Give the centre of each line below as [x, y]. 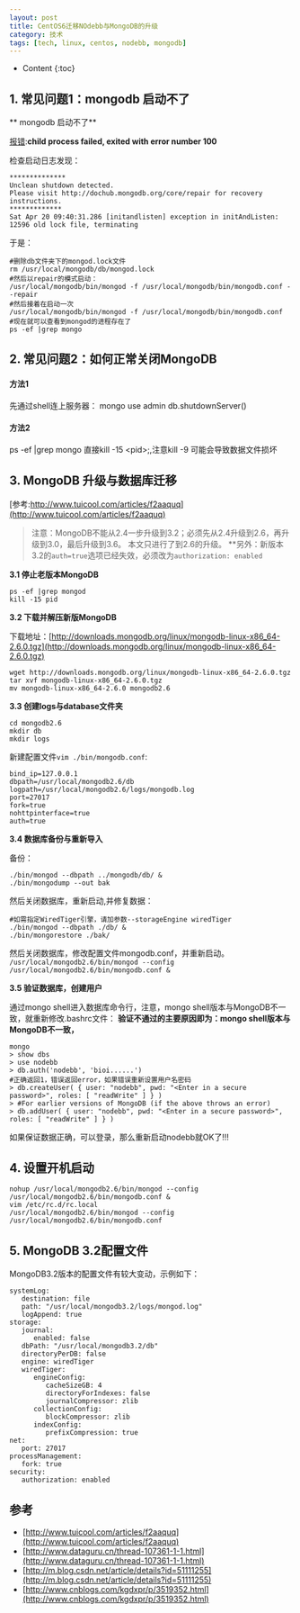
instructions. [36, 202]
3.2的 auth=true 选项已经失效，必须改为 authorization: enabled [147, 555]
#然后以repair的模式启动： [54, 279]
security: [28, 1473]
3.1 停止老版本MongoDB [54, 574]
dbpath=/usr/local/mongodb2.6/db [72, 781]
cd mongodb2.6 [36, 723]
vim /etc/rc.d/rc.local [54, 1205]
